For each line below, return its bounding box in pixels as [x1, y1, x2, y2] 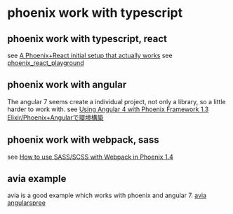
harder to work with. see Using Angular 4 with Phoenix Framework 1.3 [7, 105, 209, 113]
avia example [7, 173, 67, 185]
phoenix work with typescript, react [7, 33, 167, 45]
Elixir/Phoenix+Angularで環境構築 [7, 113, 104, 122]
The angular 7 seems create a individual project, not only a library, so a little [7, 97, 226, 106]
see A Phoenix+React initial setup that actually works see [7, 51, 173, 59]
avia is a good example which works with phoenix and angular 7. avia [7, 191, 207, 200]
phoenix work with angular [7, 79, 127, 91]
